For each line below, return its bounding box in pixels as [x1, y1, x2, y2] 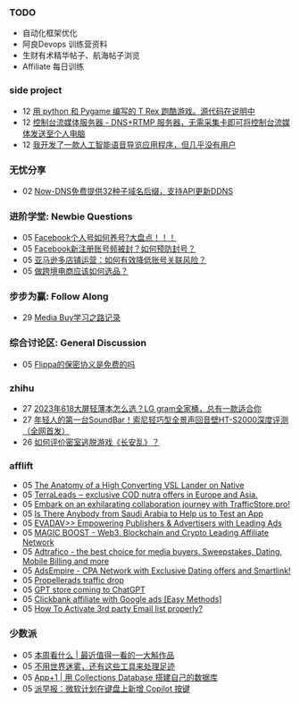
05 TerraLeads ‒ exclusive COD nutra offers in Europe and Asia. [21, 489, 259, 500]
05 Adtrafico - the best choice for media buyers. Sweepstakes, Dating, [21, 546, 283, 557]
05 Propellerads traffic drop [21, 575, 125, 586]
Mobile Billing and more [21, 556, 110, 567]
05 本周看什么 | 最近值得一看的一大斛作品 [21, 649, 175, 660]
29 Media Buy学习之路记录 [21, 312, 121, 323]
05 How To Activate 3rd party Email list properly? [21, 604, 204, 614]
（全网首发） [21, 426, 70, 436]
